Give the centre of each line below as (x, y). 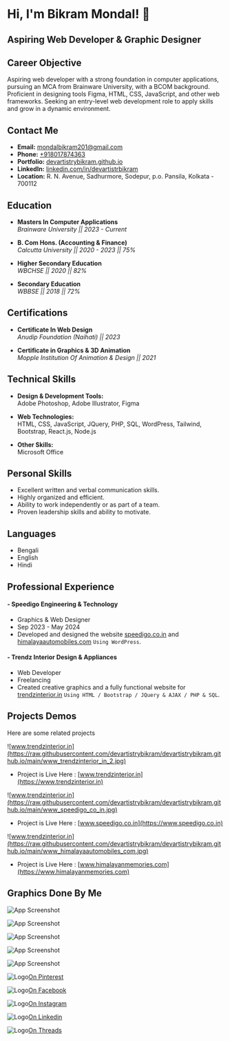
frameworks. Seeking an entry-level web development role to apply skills (110, 101)
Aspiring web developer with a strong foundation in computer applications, (113, 79)
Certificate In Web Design (55, 330)
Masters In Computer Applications (67, 222)
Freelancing (34, 680)
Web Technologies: (45, 416)
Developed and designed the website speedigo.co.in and (98, 634)
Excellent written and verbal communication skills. (88, 490)
